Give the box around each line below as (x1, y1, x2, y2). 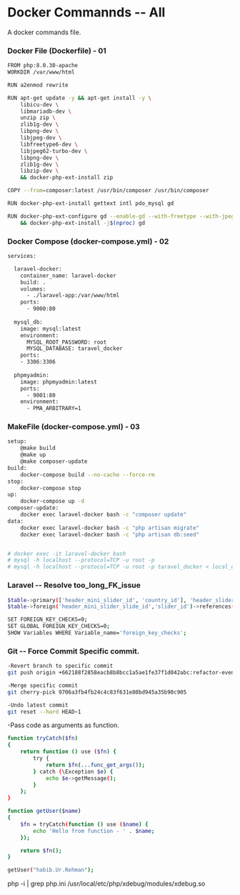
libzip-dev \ (20, 167, 59, 175)
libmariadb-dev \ (20, 108, 72, 115)
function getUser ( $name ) (7, 808, 81, 815)
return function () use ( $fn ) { (20, 748, 116, 756)
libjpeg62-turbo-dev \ (20, 147, 88, 154)
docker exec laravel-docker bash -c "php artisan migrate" (20, 524, 200, 531)
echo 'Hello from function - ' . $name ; (33, 827, 155, 834)
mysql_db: (14, 319, 43, 326)
